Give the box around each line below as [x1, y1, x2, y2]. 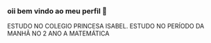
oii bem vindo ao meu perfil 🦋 [7, 6, 108, 16]
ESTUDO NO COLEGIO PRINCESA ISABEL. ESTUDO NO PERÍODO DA [7, 22, 205, 31]
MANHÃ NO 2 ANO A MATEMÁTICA [7, 29, 110, 37]
